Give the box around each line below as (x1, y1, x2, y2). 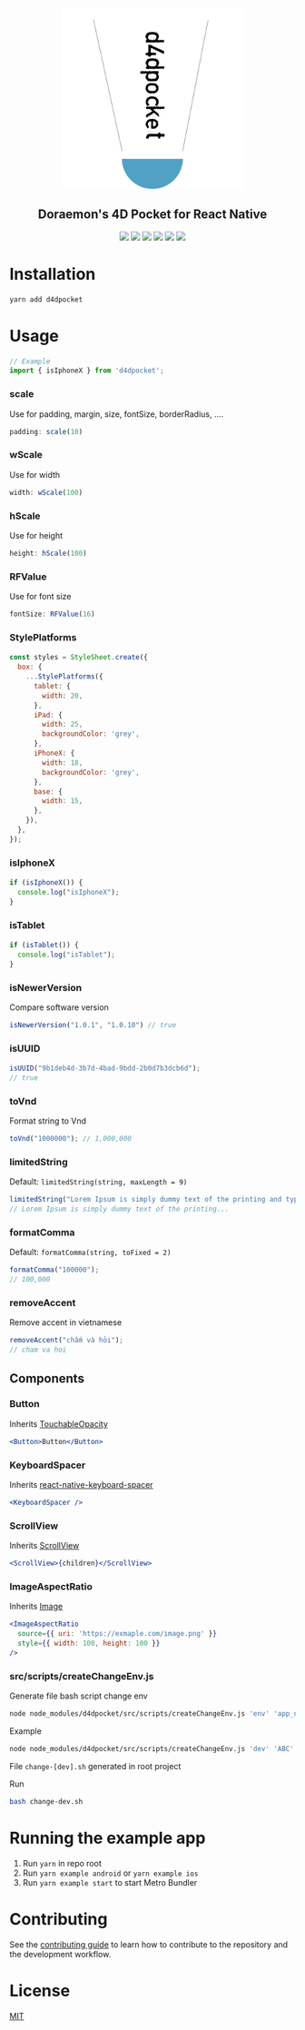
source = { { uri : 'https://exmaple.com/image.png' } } (17, 1629, 218, 1639)
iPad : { (33, 710, 64, 719)
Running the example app (9, 1827, 206, 1848)
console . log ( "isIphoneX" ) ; (17, 887, 120, 896)
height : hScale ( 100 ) (9, 549, 88, 558)
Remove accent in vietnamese (9, 1317, 123, 1328)
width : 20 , (42, 691, 84, 700)
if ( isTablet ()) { (9, 941, 79, 950)
